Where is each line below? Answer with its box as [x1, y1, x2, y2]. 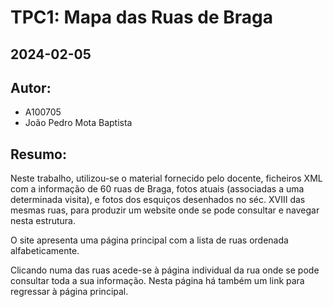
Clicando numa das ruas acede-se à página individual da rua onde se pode [10, 264, 320, 276]
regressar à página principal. [10, 286, 129, 298]
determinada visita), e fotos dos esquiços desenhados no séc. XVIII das [10, 194, 306, 206]
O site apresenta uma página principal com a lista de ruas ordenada [10, 234, 289, 246]
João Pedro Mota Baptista [24, 117, 133, 129]
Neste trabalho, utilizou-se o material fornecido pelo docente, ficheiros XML [10, 172, 323, 185]
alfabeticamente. [10, 245, 80, 257]
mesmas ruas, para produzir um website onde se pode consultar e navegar [10, 204, 320, 216]
